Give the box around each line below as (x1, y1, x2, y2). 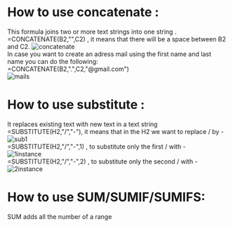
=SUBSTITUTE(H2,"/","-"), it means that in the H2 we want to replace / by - (7, 127, 225, 135)
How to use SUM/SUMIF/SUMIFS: (7, 189, 206, 206)
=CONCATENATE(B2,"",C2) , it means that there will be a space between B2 (7, 34, 227, 43)
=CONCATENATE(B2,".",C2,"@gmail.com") (7, 65, 130, 73)
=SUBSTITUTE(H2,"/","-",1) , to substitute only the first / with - (7, 142, 186, 151)
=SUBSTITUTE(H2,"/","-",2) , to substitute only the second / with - (7, 157, 198, 166)
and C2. (7, 42, 30, 51)
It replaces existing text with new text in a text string (7, 120, 158, 128)
